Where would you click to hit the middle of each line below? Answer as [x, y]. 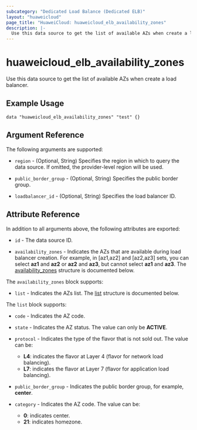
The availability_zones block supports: [55, 281]
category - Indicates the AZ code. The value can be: [77, 404]
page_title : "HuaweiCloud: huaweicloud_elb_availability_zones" [86, 22]
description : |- [26, 28]
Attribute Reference [43, 214]
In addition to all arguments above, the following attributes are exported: [93, 229]
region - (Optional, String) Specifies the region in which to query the [97, 161]
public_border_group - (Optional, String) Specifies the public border [96, 178]
